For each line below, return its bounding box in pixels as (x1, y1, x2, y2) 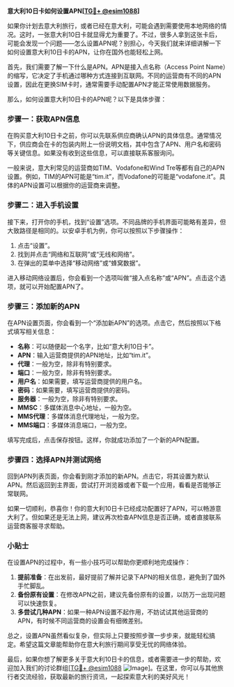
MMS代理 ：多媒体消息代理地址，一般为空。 (17, 412, 143, 420)
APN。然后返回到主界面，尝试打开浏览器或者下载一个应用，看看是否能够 (7, 481, 216, 489)
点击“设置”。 (17, 241, 54, 250)
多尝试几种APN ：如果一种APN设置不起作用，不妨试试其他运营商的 (17, 608, 209, 616)
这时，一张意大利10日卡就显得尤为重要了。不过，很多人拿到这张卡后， (19, 31, 221, 38)
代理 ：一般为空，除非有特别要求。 (17, 359, 116, 368)
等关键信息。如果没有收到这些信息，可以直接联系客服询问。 (7, 149, 178, 157)
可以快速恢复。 (17, 599, 61, 607)
